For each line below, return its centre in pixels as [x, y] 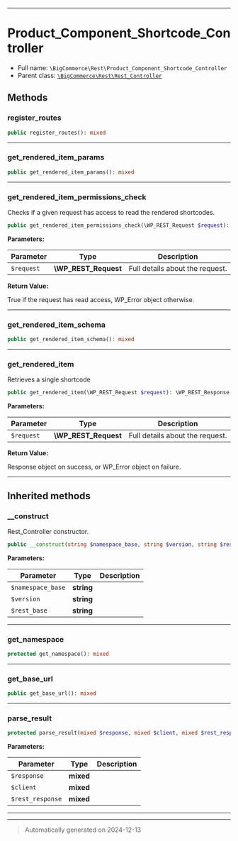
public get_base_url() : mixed [52, 694]
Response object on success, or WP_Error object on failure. [94, 467]
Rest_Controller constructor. [48, 531]
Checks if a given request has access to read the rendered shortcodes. [111, 212]
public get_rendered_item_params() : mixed [71, 172]
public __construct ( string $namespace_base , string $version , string [112, 544]
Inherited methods [49, 496]
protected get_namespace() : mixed [58, 654]
